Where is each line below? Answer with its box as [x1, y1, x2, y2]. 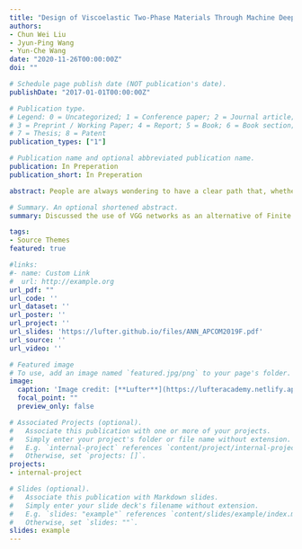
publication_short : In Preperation [9, 170, 143, 180]
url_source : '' [9, 335, 67, 344]
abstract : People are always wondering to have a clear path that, [9, 186, 268, 196]
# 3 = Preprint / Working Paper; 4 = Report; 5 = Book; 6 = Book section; [9, 120, 296, 130]
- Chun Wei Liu [9, 30, 67, 39]
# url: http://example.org [9, 277, 115, 286]
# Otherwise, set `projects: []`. [9, 451, 147, 461]
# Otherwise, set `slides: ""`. [9, 518, 139, 527]
